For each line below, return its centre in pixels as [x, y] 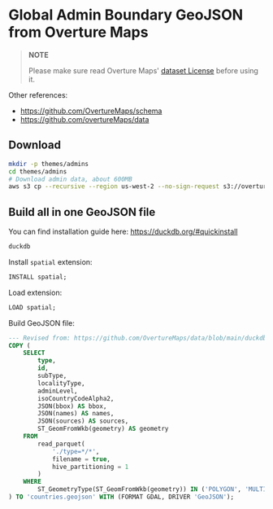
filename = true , [81, 459]
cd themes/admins [38, 171]
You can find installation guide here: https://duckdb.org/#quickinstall [123, 232]
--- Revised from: [39, 338]
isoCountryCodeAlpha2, [76, 398]
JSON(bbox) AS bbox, [72, 406]
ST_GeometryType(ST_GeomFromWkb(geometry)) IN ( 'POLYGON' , [140, 489]
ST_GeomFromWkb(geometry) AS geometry [103, 429]
